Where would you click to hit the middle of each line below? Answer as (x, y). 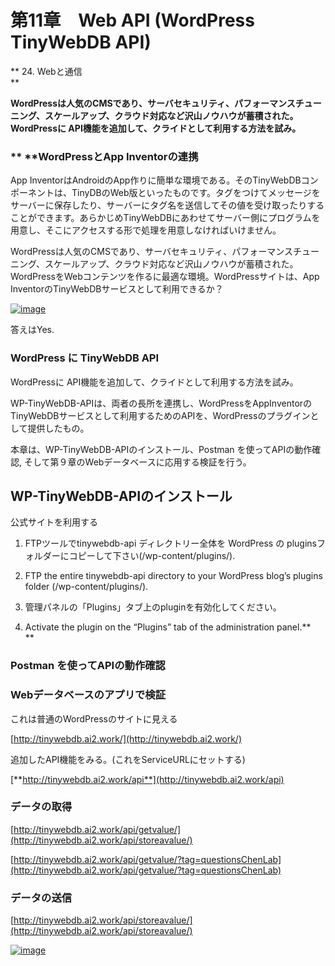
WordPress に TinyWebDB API (85, 358)
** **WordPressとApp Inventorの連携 (104, 156)
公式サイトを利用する (54, 522)
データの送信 (41, 898)
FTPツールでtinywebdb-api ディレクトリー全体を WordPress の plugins (170, 543)
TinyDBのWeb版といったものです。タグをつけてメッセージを (196, 193)
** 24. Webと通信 (46, 71)
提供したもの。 (58, 428)
